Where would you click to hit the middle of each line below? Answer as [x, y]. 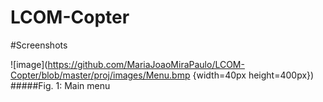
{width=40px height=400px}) [253, 75]
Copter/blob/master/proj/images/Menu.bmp [100, 75]
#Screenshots [39, 45]
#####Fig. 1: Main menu [60, 85]
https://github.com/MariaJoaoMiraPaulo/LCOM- [146, 64]
